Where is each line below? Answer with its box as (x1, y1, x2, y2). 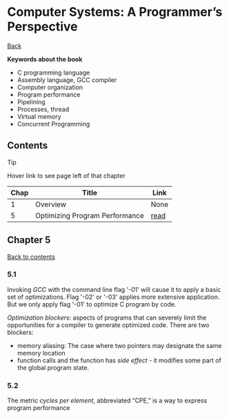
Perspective (7, 19, 78, 35)
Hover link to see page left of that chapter (7, 171, 126, 179)
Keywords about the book (7, 55, 83, 63)
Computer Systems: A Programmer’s (7, 4, 223, 20)
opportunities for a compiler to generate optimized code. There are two (7, 320, 210, 329)
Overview (35, 199, 67, 209)
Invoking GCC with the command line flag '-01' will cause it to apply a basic (7, 285, 221, 293)
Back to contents (7, 253, 55, 261)
